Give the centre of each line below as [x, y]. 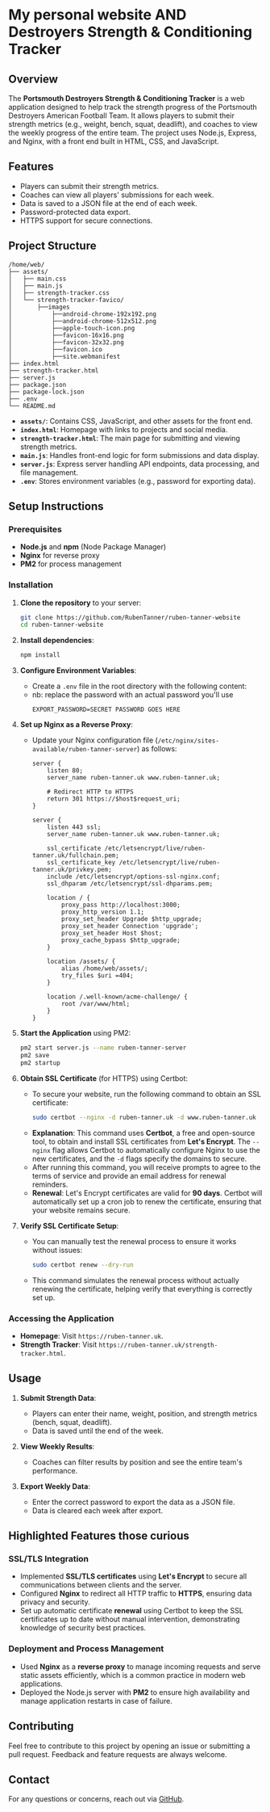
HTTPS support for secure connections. [86, 221]
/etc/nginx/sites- [189, 741]
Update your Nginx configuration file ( [95, 740]
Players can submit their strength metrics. [89, 186]
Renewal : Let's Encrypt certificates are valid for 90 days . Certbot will [147, 1192]
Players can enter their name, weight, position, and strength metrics [145, 1413]
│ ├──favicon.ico [56, 349]
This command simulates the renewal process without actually [135, 1280]
